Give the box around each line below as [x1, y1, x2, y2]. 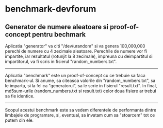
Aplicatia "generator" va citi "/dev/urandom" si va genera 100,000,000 [5, 43, 146, 49]
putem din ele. [5, 117, 34, 123]
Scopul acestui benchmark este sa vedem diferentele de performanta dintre [5, 107, 157, 112]
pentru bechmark [32, 30, 86, 38]
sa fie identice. [5, 93, 35, 99]
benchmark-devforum [5, 3, 97, 15]
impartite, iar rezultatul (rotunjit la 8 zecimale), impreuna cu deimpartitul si [5, 53, 153, 59]
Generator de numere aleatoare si [5, 23, 109, 31]
